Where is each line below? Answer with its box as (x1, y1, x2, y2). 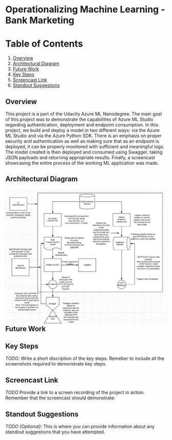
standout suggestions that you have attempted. (5, 429, 105, 435)
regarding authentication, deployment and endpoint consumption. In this (5, 122, 158, 128)
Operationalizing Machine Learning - (5, 4, 165, 15)
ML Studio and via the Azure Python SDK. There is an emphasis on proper (5, 132, 162, 139)
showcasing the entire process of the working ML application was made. (5, 160, 159, 166)
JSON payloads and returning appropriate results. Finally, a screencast (5, 154, 155, 160)
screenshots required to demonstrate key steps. (5, 361, 107, 367)
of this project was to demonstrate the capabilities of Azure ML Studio (5, 116, 154, 122)
